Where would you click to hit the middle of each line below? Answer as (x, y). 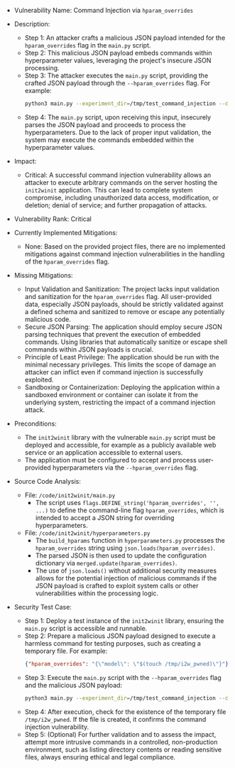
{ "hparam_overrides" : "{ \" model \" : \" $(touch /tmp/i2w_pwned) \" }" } (126, 664)
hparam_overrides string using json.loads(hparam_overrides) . (125, 548)
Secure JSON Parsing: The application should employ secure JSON (123, 327)
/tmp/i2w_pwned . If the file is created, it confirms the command (115, 719)
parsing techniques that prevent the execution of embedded (113, 334)
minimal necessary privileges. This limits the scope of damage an (120, 364)
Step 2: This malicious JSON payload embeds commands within (118, 53)
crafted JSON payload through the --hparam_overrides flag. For (117, 83)
